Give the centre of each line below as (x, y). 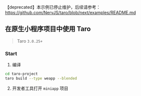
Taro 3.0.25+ (30, 41)
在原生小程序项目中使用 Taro (48, 29)
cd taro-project (21, 74)
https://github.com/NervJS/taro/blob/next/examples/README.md (70, 13)
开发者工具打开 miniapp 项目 (40, 88)
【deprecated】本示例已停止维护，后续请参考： (53, 7)
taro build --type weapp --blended (41, 78)
